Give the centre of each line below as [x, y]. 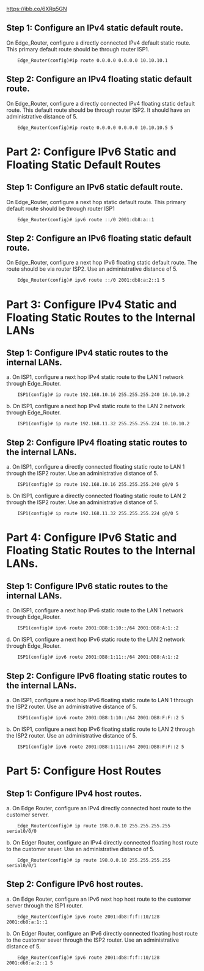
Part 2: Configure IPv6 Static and [91, 152]
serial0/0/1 [21, 866]
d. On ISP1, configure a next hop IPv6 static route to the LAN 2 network [96, 639]
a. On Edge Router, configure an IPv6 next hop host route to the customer [99, 899]
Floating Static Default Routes [84, 165]
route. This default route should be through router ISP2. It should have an [98, 110]
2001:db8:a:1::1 [27, 922]
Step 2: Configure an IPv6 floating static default [99, 239]
